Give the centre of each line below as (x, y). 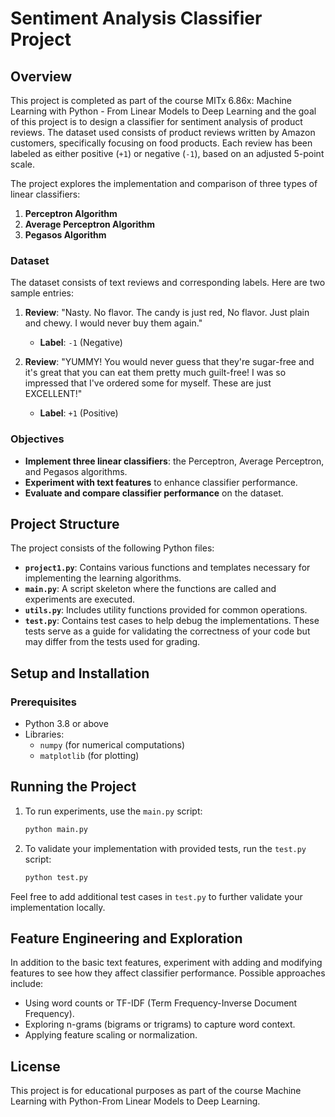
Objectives (37, 439)
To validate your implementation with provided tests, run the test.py (165, 848)
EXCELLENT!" (53, 394)
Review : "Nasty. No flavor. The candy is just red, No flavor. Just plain (167, 313)
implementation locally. (58, 907)
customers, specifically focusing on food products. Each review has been (161, 143)
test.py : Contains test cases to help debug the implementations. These (172, 621)
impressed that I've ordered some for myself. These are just (148, 383)
